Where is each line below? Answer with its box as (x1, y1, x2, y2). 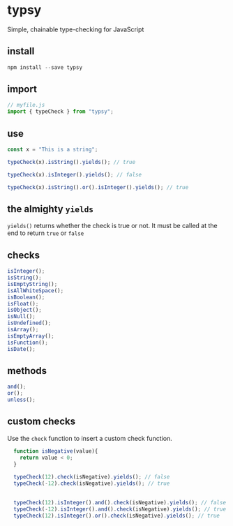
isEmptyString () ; (7, 280, 58, 287)
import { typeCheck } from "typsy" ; (7, 108, 114, 115)
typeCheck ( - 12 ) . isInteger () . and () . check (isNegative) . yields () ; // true (13, 505, 227, 513)
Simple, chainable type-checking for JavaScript (7, 25, 144, 33)
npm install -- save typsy (7, 63, 82, 71)
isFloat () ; (7, 300, 39, 307)
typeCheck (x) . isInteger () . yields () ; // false (7, 171, 142, 178)
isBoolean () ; (7, 294, 45, 301)
